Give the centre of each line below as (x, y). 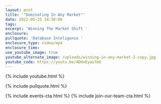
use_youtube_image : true (32, 52)
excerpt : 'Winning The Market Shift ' (46, 29)
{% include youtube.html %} (35, 76)
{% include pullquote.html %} (36, 86)
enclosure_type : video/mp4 (34, 43)
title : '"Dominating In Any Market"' (45, 15)
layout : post (19, 10)
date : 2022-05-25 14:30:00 (34, 19)
